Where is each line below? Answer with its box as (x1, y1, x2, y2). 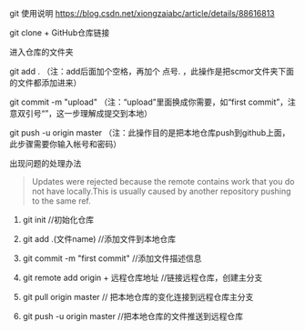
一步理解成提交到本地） (64, 108, 153, 118)
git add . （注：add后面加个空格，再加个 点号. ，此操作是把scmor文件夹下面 (9, 66, 294, 76)
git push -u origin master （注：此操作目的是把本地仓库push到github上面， (9, 127, 290, 138)
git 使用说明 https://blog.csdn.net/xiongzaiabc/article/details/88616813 (9, 8, 275, 18)
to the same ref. (31, 196, 91, 206)
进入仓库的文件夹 (9, 46, 74, 57)
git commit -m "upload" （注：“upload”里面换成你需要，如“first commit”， (9, 96, 289, 107)
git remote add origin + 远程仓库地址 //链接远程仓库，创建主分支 (22, 272, 263, 283)
